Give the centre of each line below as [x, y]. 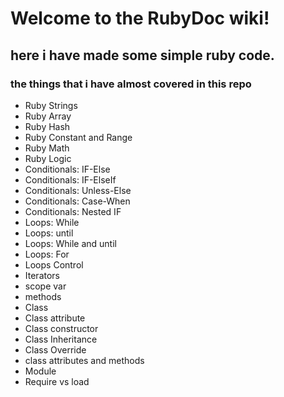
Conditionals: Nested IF [73, 211]
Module [40, 371]
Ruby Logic [48, 158]
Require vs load [57, 381]
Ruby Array [48, 116]
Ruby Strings [51, 105]
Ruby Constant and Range [78, 137]
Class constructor [61, 328]
